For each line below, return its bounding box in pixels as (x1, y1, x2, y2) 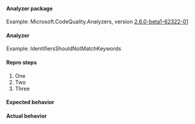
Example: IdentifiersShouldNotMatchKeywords (6, 45, 122, 52)
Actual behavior (6, 112, 47, 119)
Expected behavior (6, 99, 55, 106)
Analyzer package (6, 5, 53, 12)
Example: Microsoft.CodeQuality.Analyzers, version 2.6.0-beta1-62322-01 (6, 18, 189, 25)
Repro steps (6, 59, 37, 66)
